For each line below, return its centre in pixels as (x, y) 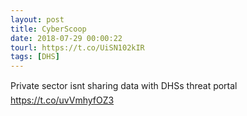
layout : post (37, 19)
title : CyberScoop (48, 29)
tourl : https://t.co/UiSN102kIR (77, 47)
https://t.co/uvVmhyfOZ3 (62, 100)
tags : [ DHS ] (35, 57)
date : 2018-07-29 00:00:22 (66, 38)
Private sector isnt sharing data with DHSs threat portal (124, 86)
